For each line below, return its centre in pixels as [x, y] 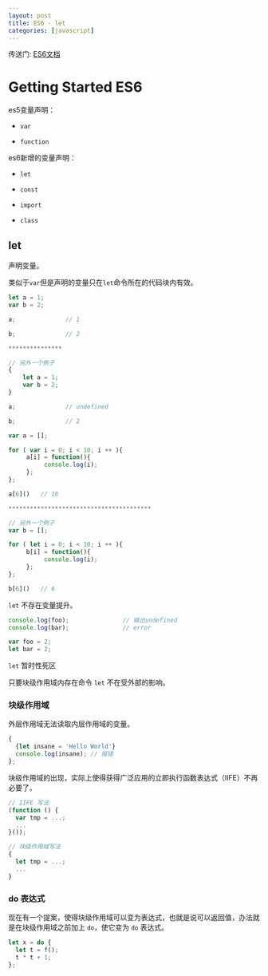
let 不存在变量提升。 [43, 605]
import [31, 205]
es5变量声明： [32, 110]
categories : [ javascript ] [51, 30]
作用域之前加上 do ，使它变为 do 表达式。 [102, 927]
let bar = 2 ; [30, 650]
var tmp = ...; [41, 818]
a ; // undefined [59, 407]
